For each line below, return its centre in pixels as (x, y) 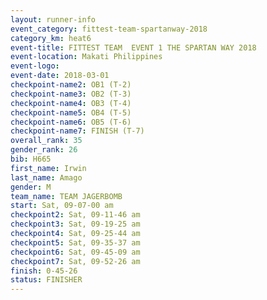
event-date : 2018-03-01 (60, 76)
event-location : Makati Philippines (86, 57)
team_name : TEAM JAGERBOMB (66, 196)
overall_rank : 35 (46, 141)
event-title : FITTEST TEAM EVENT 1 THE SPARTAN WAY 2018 (133, 47)
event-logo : (35, 66)
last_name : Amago (46, 177)
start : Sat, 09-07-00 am (62, 206)
